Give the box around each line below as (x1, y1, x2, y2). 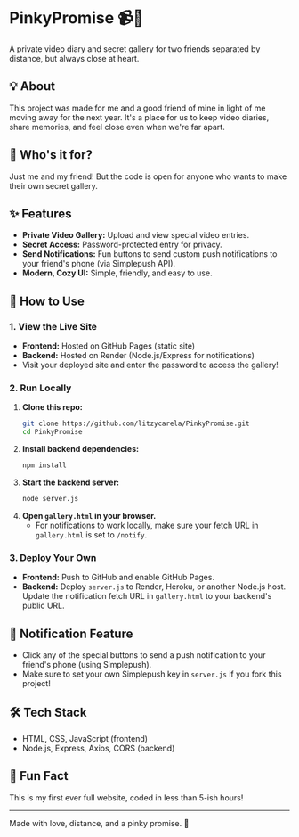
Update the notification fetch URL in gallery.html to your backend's (21, 591, 272, 602)
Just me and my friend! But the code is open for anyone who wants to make (9, 171, 287, 182)
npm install (21, 461, 67, 470)
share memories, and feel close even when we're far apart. (9, 121, 225, 132)
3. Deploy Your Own (9, 551, 97, 563)
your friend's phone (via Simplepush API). (21, 258, 176, 269)
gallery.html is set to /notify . (35, 529, 148, 540)
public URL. (21, 600, 65, 611)
